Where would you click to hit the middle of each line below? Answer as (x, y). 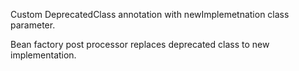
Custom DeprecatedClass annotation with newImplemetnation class (150, 14)
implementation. (43, 55)
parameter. (33, 25)
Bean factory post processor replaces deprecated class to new (140, 44)
